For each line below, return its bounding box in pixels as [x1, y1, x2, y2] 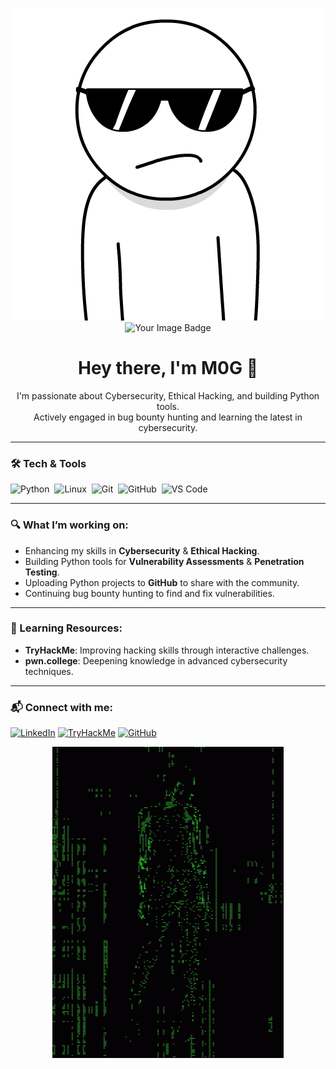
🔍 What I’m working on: [10, 518, 129, 532]
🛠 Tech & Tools [10, 456, 87, 470]
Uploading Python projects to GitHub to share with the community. [24, 576, 300, 588]
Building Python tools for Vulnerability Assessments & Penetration [24, 555, 305, 567]
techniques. [24, 665, 74, 677]
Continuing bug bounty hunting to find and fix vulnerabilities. [24, 587, 275, 599]
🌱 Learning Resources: [10, 621, 123, 635]
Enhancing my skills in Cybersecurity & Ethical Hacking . [24, 544, 260, 557]
